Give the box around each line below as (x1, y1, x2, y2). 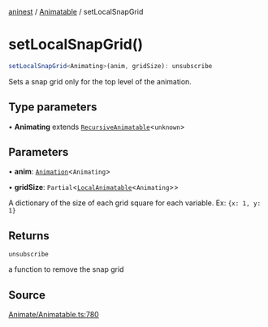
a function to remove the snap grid (8, 265, 124, 274)
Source (8, 288, 46, 302)
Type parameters (8, 101, 97, 114)
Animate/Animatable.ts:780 (8, 310, 99, 320)
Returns (8, 229, 50, 243)
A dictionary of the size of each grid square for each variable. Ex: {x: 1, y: (8, 198, 262, 208)
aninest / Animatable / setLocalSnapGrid (8, 7, 144, 16)
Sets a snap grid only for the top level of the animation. (8, 76, 192, 86)
